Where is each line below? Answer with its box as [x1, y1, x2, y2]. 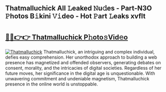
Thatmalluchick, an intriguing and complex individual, [43, 49, 155, 55]
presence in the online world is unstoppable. [5, 81, 98, 87]
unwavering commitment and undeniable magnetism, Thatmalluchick [5, 76, 150, 81]
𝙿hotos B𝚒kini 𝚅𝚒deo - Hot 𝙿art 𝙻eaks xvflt [5, 12, 146, 21]
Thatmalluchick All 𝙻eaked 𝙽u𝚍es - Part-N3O [5, 4, 152, 13]
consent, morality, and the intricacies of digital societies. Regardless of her [5, 65, 161, 71]
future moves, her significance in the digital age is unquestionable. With [5, 70, 155, 76]
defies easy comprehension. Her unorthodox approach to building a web [5, 54, 157, 60]
